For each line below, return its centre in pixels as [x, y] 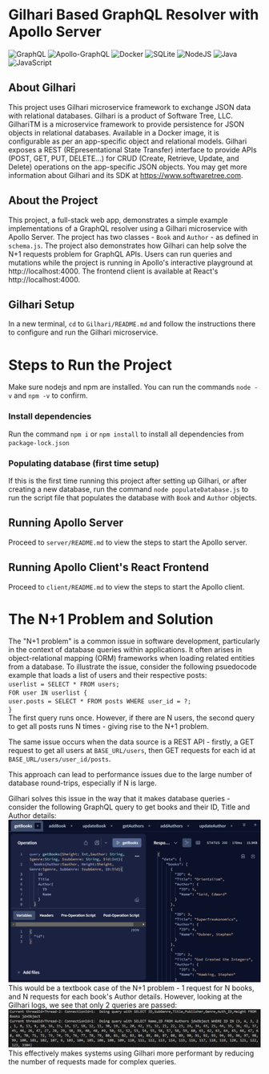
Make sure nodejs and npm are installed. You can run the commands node [130, 387]
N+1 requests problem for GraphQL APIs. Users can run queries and [120, 253]
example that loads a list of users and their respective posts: [108, 675]
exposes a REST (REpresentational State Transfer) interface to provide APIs [133, 149]
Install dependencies [50, 416]
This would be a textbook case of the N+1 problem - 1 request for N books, [131, 987]
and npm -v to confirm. [51, 395]
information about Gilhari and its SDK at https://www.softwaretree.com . [126, 175]
